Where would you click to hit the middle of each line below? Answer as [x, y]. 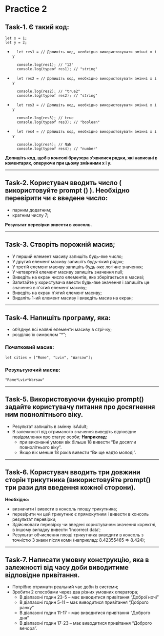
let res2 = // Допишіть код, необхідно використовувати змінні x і [87, 79]
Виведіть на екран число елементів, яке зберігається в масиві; [78, 277]
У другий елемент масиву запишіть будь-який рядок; [68, 261]
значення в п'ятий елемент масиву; [49, 287]
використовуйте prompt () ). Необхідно [67, 191]
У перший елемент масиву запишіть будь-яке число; [67, 256]
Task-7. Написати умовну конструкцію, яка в [77, 560]
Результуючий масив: [33, 370]
